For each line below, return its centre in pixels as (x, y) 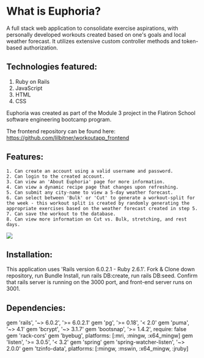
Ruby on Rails (32, 81)
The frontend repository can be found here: (61, 131)
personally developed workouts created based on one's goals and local (96, 34)
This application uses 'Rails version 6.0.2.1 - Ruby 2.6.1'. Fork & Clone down (101, 269)
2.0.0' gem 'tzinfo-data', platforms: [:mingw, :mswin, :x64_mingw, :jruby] (97, 349)
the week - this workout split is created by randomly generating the (98, 203)
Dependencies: (36, 308)
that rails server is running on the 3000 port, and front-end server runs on (99, 282)
